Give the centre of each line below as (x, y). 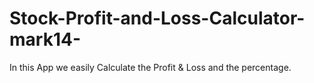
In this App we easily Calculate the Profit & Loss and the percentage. (150, 67)
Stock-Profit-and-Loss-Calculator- (157, 18)
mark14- (45, 39)
